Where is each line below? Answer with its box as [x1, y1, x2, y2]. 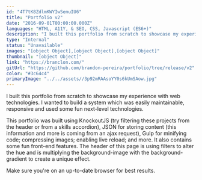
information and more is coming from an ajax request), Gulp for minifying [6, 130, 187, 137]
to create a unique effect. [28, 155, 91, 163]
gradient [6, 155, 27, 163]
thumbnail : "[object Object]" [6, 54, 82, 60]
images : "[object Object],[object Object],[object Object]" [6, 48, 161, 54]
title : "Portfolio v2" [6, 14, 63, 20]
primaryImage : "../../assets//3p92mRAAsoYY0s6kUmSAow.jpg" [6, 76, 158, 82]
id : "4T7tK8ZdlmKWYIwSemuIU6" [6, 8, 82, 15]
